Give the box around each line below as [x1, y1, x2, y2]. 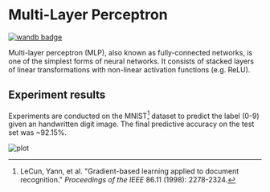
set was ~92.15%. [8, 128, 67, 137]
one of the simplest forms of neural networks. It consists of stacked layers [8, 56, 255, 66]
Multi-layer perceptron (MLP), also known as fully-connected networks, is [8, 47, 253, 57]
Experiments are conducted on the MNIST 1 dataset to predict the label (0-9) [8, 109, 260, 121]
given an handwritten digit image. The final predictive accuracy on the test [8, 119, 255, 129]
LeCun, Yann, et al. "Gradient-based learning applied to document [19, 166, 239, 176]
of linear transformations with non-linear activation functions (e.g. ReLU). [8, 64, 251, 74]
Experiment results [8, 88, 106, 102]
